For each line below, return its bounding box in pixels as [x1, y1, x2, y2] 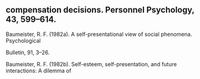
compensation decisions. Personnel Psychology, [5, 5, 195, 15]
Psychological [5, 36, 41, 44]
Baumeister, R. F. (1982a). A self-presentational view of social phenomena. [5, 30, 193, 38]
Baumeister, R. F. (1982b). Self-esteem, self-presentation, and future [5, 60, 177, 67]
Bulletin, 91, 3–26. [5, 49, 50, 56]
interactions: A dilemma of [5, 67, 72, 74]
